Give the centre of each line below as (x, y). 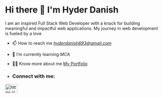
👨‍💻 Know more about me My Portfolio (50, 63)
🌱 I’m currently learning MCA (41, 54)
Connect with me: (34, 76)
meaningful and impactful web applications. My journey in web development (81, 28)
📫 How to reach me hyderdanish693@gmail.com (62, 43)
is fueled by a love (23, 33)
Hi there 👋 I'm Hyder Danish (62, 10)
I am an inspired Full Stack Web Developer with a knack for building (72, 23)
